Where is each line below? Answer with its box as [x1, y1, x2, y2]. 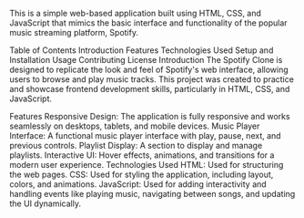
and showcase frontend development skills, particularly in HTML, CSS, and [9, 84, 290, 94]
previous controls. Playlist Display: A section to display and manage [9, 140, 263, 151]
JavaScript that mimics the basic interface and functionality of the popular [9, 17, 289, 28]
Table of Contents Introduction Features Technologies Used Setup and [9, 45, 274, 56]
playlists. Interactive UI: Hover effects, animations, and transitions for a [9, 150, 275, 161]
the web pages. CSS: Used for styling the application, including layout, [9, 169, 274, 180]
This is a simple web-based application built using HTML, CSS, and [9, 8, 262, 18]
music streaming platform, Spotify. [9, 27, 139, 37]
